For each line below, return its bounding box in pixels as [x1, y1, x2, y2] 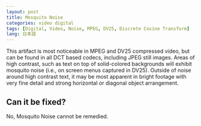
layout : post [6, 8, 39, 15]
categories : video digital [6, 20, 74, 26]
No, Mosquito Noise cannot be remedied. [6, 112, 108, 120]
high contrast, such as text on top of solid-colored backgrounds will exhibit [6, 61, 193, 68]
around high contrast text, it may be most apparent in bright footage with [6, 73, 187, 80]
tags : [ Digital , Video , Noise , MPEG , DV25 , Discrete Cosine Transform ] [6, 25, 190, 32]
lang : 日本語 [6, 31, 36, 37]
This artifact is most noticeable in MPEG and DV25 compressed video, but [6, 47, 190, 55]
